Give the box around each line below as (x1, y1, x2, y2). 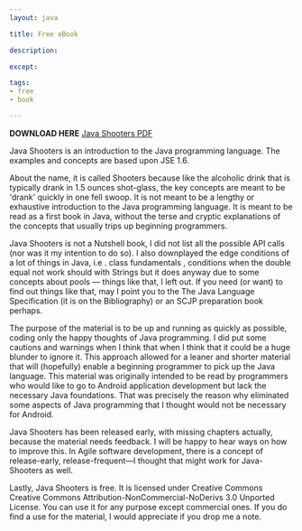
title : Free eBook (9, 29, 78, 39)
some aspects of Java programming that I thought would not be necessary (9, 399, 287, 410)
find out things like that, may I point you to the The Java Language (9, 285, 255, 296)
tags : (9, 79, 30, 88)
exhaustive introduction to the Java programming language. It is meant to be (9, 200, 293, 212)
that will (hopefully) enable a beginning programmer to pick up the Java (9, 360, 276, 371)
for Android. (9, 408, 54, 420)
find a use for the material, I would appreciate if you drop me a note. (9, 511, 262, 522)
